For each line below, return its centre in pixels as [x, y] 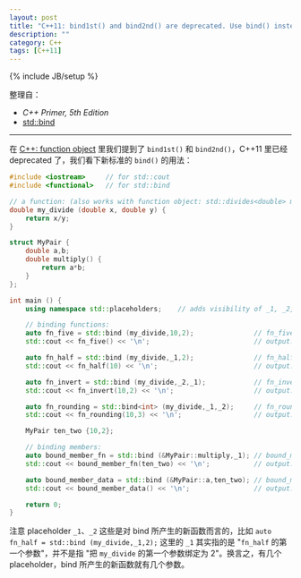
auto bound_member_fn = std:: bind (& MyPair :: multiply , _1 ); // [144, 455]
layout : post [34, 17]
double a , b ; [47, 251]
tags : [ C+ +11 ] [36, 51]
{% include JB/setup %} [54, 76]
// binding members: [64, 447]
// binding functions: [68, 325]
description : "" [39, 34]
